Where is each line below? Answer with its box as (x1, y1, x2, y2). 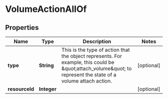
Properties (5, 23, 39, 32)
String (39, 62, 54, 69)
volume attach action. (61, 78, 112, 84)
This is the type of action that (61, 46, 130, 53)
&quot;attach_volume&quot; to (61, 65, 132, 72)
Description (82, 38, 111, 45)
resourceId (7, 86, 34, 93)
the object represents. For (61, 53, 122, 59)
